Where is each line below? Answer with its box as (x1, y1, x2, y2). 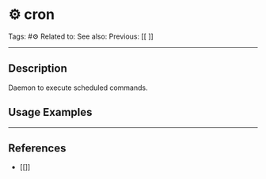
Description (8, 62, 67, 76)
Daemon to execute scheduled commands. (8, 83, 148, 92)
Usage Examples (8, 106, 93, 119)
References (8, 141, 66, 155)
